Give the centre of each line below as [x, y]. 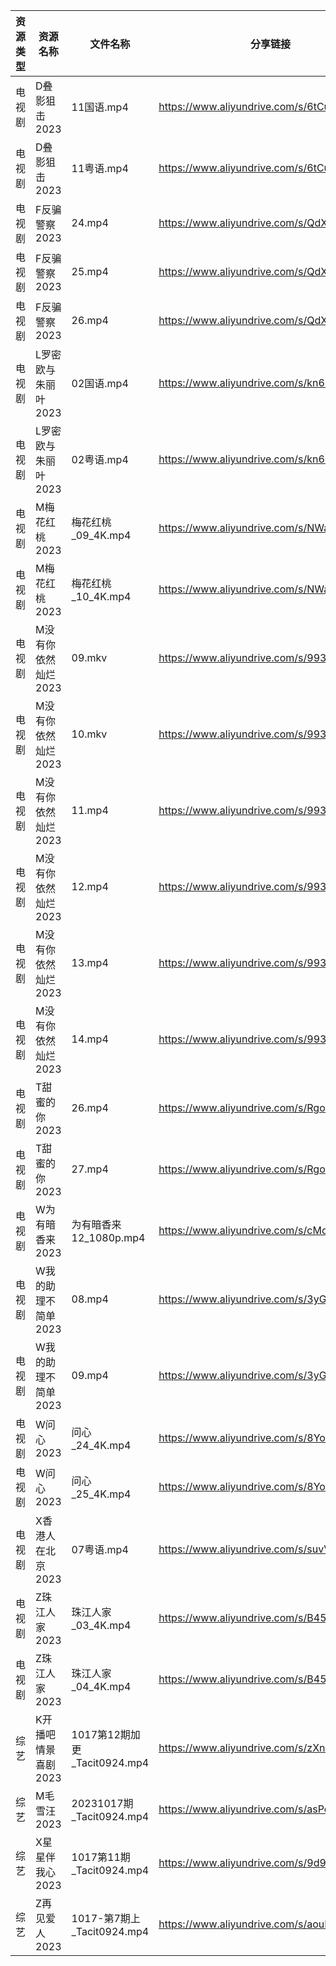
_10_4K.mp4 [101, 596]
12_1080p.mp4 [108, 1237]
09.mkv [89, 657]
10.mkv [89, 734]
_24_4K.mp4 [101, 1445]
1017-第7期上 [106, 1918]
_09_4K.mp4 [101, 535]
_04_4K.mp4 [101, 1686]
